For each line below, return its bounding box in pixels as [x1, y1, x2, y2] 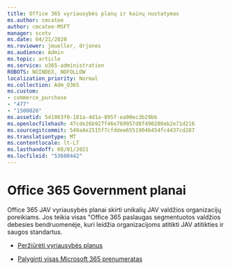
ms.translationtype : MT [7, 133, 77, 140]
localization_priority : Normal [7, 74, 98, 82]
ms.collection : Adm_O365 [7, 81, 80, 88]
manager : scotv [7, 29, 52, 37]
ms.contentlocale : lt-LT [7, 140, 80, 147]
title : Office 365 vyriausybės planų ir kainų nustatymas [7, 10, 179, 17]
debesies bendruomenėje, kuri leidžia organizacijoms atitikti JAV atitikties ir [7, 220, 224, 228]
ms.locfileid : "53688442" [7, 152, 82, 160]
